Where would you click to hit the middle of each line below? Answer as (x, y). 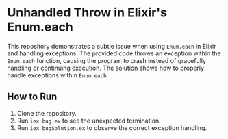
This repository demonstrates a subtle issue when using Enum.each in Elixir (112, 46)
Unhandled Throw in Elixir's (87, 13)
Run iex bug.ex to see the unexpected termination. (89, 121)
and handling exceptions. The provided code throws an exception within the (114, 53)
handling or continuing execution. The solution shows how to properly (105, 68)
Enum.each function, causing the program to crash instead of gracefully (107, 60)
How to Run (32, 97)
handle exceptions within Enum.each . (58, 75)
